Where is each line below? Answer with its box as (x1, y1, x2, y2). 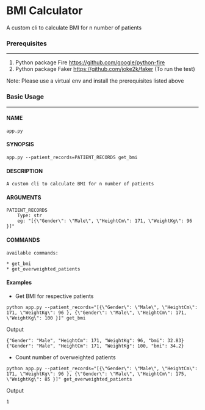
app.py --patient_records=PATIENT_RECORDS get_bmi (6, 154, 138, 160)
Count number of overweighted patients (15, 353, 116, 361)
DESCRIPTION (6, 167, 43, 174)
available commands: (6, 250, 59, 256)
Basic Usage (6, 92, 45, 101)
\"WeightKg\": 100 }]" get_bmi (6, 315, 86, 321)
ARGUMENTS (6, 193, 41, 201)
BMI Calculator (6, 4, 83, 18)
